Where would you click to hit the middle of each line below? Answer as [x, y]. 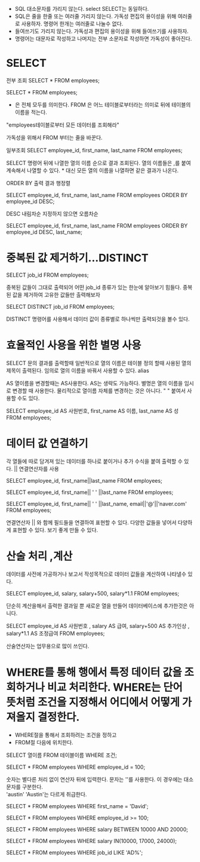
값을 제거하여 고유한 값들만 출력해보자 [56, 295]
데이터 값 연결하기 [47, 443]
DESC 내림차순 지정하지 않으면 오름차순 [52, 213]
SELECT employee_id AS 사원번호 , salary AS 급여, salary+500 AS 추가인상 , [98, 625]
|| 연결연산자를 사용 [37, 468]
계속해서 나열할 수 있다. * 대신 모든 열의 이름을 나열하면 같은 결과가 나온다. [93, 170]
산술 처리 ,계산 [39, 556]
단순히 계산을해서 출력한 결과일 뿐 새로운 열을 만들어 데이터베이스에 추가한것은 [97, 606]
